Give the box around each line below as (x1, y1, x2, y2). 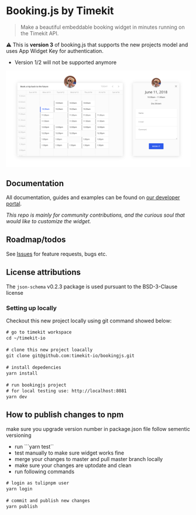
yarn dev (6, 394, 27, 400)
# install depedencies (6, 365, 61, 371)
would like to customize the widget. (6, 218, 92, 225)
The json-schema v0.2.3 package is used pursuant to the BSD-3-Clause (6, 283, 178, 290)
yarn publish (6, 503, 38, 509)
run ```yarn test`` (14, 443, 54, 450)
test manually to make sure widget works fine (14, 449, 125, 456)
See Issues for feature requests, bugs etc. (6, 250, 107, 257)
